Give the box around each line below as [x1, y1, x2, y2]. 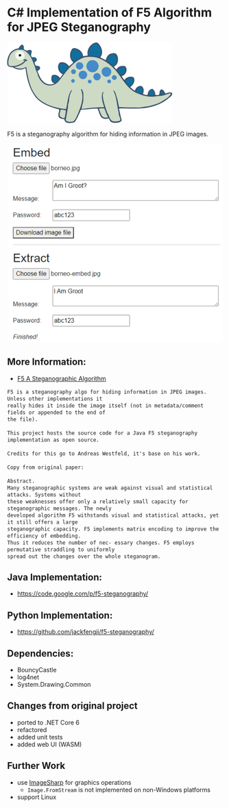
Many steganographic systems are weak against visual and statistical [7, 485, 213, 491]
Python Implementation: [7, 609, 113, 621]
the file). [7, 416, 38, 423]
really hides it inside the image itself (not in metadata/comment [7, 402, 204, 409]
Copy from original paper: [7, 464, 84, 471]
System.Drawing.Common [16, 681, 91, 689]
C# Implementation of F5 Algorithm [7, 5, 213, 21]
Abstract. [7, 478, 36, 485]
